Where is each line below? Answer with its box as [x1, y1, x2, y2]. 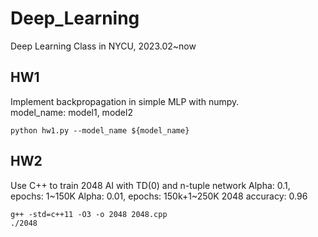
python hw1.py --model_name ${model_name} [10, 125, 190, 136]
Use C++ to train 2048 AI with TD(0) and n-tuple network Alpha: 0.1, [10, 179, 291, 191]
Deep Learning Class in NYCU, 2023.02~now [10, 40, 197, 52]
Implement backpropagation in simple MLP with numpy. [10, 95, 240, 107]
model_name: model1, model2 [10, 106, 133, 118]
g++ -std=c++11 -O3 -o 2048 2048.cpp [10, 209, 168, 219]
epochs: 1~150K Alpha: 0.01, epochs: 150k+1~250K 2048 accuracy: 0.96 [10, 190, 308, 202]
